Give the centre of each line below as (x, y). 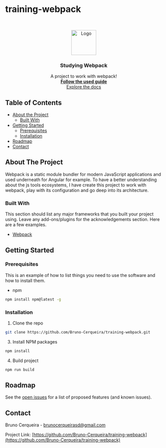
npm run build (20, 369)
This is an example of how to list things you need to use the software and (80, 275)
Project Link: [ (19, 435)
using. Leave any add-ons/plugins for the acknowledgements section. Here (83, 219)
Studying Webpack (84, 65)
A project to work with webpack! (84, 76)
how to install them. (25, 280)
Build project (25, 360)
